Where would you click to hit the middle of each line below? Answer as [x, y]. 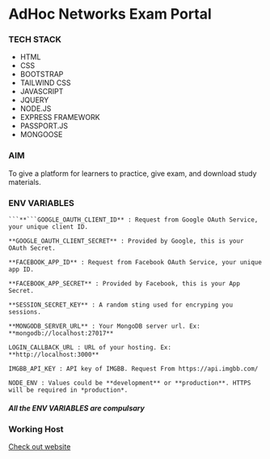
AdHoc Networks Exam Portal [110, 14]
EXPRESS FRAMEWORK [60, 118]
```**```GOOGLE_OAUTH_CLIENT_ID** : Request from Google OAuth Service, [133, 220]
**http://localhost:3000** [54, 355]
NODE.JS [36, 109]
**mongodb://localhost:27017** [61, 333]
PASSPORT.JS [44, 126]
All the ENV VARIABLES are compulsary [77, 408]
